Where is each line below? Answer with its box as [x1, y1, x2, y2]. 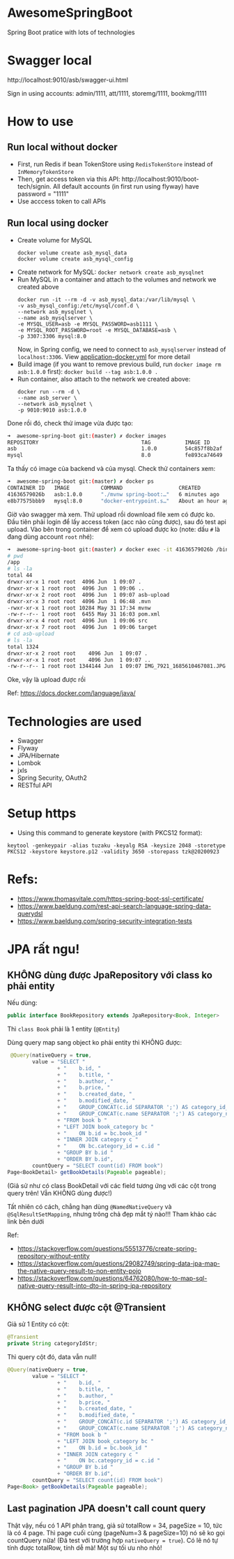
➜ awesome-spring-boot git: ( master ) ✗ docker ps [7, 478, 155, 485]
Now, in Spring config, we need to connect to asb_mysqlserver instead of [17, 345, 226, 354]
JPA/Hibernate [17, 751, 60, 760]
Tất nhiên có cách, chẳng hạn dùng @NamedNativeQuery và [7, 1202, 172, 1210]
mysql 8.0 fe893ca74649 [7, 452, 223, 459]
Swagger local [7, 52, 92, 68]
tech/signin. [17, 182, 52, 190]
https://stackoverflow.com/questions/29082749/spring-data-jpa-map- [17, 1259, 221, 1268]
